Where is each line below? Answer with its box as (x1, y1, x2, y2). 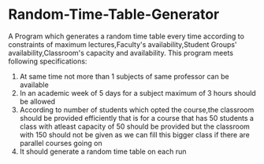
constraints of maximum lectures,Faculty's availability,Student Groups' (8, 39, 238, 49)
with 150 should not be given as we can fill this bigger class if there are (19, 129, 251, 139)
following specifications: (8, 56, 87, 66)
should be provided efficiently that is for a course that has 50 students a (19, 113, 255, 122)
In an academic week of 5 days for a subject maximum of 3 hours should (19, 88, 256, 97)
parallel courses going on (19, 138, 102, 148)
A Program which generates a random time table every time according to (8, 31, 244, 41)
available (19, 80, 49, 89)
